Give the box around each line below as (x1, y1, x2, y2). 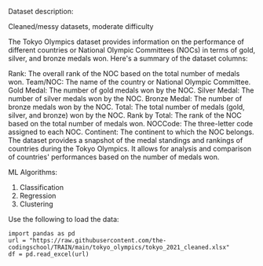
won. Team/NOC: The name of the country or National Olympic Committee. (8, 78, 251, 86)
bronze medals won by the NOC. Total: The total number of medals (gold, (8, 102, 245, 111)
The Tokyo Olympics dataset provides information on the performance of (8, 37, 245, 46)
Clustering (19, 199, 53, 209)
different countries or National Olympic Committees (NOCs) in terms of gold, (8, 46, 256, 54)
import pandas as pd (8, 230, 76, 238)
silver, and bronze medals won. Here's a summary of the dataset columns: (8, 54, 249, 63)
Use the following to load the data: (8, 215, 119, 224)
